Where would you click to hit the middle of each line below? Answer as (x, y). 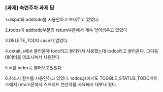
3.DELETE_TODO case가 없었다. (37, 41)
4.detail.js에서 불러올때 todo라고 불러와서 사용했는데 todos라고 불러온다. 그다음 (82, 51)
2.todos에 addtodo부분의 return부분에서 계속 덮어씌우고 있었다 (66, 30)
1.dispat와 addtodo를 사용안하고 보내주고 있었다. (52, 20)
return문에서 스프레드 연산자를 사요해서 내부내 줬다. (67, 85)
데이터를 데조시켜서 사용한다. (33, 57)
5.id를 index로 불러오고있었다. (34, 68)
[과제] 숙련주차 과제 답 (30, 7)
